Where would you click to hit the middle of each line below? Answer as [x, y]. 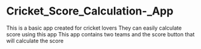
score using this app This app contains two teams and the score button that [100, 34]
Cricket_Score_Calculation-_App [90, 11]
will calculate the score [35, 41]
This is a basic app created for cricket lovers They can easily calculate [94, 28]
